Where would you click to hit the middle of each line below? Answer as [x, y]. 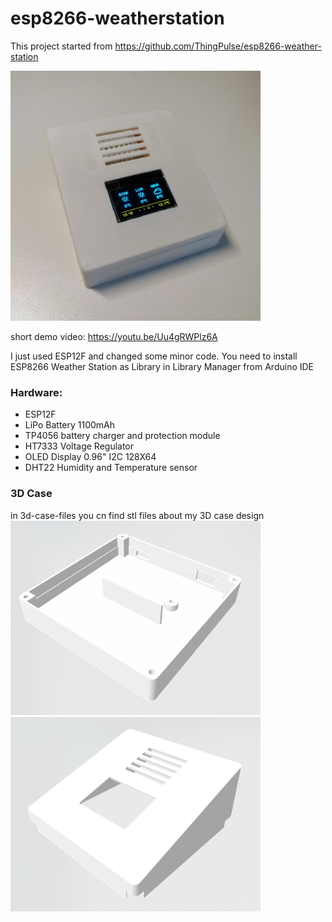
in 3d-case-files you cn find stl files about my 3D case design [137, 515]
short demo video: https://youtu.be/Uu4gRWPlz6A [114, 336]
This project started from [61, 46]
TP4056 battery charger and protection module [122, 436]
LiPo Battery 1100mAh [70, 425]
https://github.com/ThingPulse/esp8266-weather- [218, 46]
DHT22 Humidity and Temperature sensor [111, 468]
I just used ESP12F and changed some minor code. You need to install [154, 356]
